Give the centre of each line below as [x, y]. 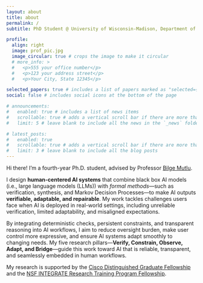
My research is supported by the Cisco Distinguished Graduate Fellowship [98, 267]
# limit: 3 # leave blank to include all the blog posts [82, 151]
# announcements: [28, 106]
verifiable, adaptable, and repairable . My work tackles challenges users [97, 199]
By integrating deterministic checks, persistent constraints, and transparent [100, 223]
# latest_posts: [27, 134]
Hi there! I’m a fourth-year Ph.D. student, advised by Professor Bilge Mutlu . [99, 168]
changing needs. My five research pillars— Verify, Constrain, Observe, [95, 243]
